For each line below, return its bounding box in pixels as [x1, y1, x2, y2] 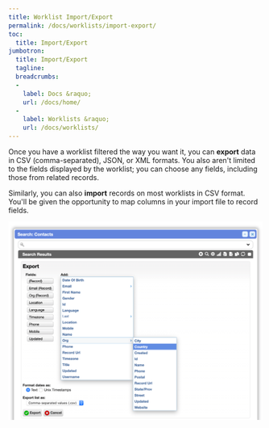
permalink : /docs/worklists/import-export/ [8, 21, 157, 30]
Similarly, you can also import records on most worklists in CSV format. [8, 188, 246, 198]
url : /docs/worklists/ [23, 124, 99, 132]
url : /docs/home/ [23, 98, 81, 107]
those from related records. [8, 173, 99, 182]
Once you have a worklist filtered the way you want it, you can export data [8, 147, 256, 157]
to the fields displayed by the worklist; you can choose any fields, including [8, 164, 258, 174]
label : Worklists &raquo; [23, 115, 110, 124]
